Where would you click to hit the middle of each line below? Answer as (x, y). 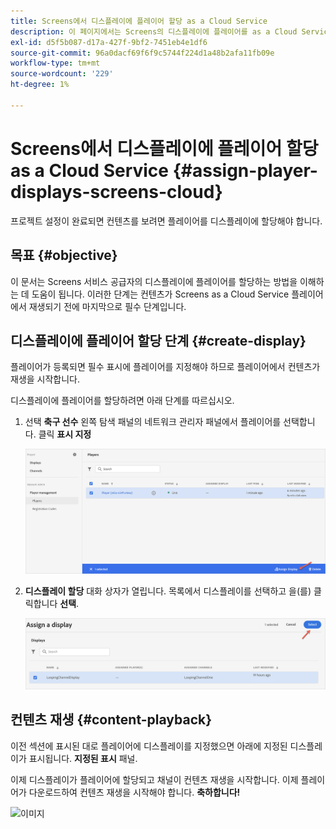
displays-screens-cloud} (116, 191)
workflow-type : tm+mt (55, 63)
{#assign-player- (245, 170)
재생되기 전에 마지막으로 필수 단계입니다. (107, 306)
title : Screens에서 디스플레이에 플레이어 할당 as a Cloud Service (139, 21)
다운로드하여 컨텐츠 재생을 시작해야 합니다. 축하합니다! (134, 792)
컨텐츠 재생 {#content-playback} (111, 720)
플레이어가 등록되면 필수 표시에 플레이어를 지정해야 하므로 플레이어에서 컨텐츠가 (165, 367)
